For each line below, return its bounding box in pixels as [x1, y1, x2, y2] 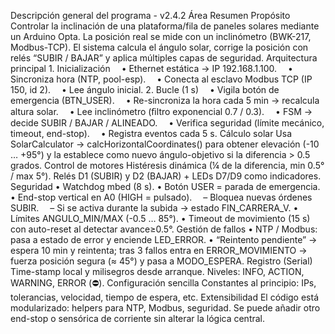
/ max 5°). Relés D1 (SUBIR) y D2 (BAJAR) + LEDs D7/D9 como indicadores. [10, 170, 322, 182]
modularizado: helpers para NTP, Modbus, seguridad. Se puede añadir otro [10, 302, 321, 314]
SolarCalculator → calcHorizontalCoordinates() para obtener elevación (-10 [10, 138, 320, 150]
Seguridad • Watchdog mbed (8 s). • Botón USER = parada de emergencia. [10, 181, 321, 192]
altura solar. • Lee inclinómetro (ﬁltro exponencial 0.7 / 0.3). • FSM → [10, 106, 313, 117]
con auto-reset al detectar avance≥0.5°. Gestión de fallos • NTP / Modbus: [10, 223, 318, 235]
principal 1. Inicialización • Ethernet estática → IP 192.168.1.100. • [10, 63, 293, 74]
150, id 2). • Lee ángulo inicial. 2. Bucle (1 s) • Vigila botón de [10, 84, 280, 95]
